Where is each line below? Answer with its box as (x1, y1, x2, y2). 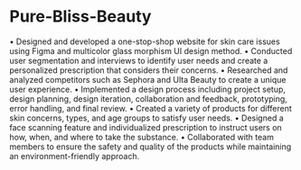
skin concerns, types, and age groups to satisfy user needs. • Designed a (9, 112, 285, 123)
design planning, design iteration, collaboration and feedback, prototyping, (9, 93, 287, 104)
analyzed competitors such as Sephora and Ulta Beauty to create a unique (9, 74, 287, 85)
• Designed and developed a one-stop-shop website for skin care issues (9, 36, 280, 47)
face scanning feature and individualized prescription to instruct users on (9, 121, 282, 132)
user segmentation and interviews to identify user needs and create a (9, 55, 268, 66)
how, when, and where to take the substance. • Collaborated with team (9, 131, 274, 142)
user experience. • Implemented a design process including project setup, (9, 84, 287, 94)
